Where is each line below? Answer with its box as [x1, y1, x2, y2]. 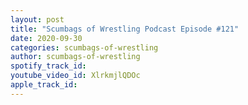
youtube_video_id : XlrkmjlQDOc [10, 71, 141, 81]
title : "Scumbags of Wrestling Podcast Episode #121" [10, 24, 240, 34]
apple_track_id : [10, 80, 78, 90]
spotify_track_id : [10, 61, 87, 71]
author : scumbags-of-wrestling [10, 52, 141, 62]
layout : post [10, 14, 65, 25]
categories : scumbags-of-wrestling [10, 42, 159, 53]
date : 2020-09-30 [10, 33, 83, 43]
